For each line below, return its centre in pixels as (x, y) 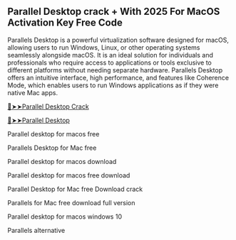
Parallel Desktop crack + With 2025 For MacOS (114, 12)
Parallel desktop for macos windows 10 (65, 217)
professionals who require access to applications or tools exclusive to (109, 62)
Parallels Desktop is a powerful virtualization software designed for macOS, (118, 40)
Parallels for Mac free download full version (71, 202)
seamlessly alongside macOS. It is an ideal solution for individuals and (111, 55)
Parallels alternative (36, 230)
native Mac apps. (33, 92)
